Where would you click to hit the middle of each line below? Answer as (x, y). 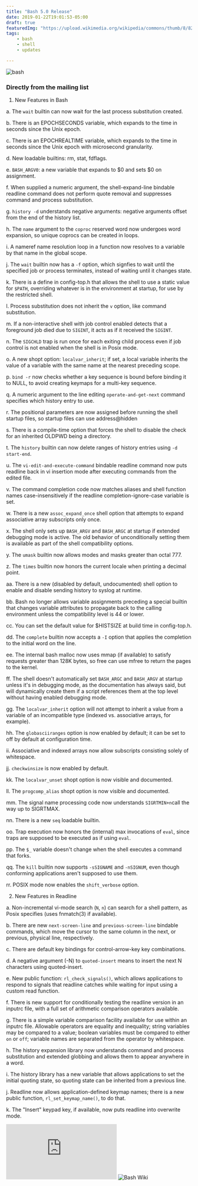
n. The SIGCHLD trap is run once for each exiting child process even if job (94, 341)
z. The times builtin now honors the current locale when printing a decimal (96, 566)
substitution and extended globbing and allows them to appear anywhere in (98, 1057)
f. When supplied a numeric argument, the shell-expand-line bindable (90, 188)
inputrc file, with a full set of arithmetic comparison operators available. (93, 1008)
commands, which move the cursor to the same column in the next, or (91, 932)
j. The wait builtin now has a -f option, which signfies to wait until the (90, 265)
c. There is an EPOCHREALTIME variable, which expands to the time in (92, 141)
